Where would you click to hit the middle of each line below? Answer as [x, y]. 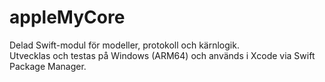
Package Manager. [48, 66]
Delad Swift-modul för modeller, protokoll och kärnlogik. [124, 45]
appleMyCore [67, 17]
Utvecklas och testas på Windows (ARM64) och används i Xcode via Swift [162, 55]
